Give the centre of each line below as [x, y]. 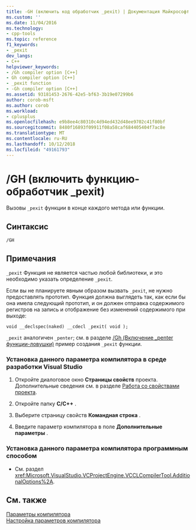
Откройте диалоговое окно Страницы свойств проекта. [86, 380]
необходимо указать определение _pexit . [60, 279]
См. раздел [29, 469]
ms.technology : [25, 28]
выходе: [16, 316]
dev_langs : [20, 56]
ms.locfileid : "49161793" [38, 150]
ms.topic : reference [32, 39]
